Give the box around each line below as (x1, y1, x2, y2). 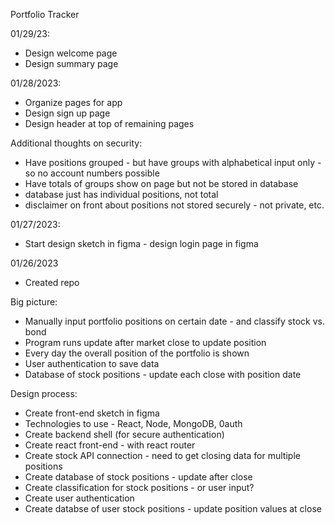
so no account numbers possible (24, 167, 160, 179)
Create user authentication (24, 492, 135, 504)
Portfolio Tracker (10, 9, 80, 20)
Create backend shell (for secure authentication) (24, 429, 225, 440)
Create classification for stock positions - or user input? (24, 482, 255, 493)
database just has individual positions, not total (24, 189, 219, 200)
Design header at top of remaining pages (24, 118, 195, 129)
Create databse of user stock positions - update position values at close (24, 503, 322, 514)
